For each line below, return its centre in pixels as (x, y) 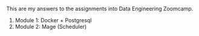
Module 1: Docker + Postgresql (53, 20)
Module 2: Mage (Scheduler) (51, 27)
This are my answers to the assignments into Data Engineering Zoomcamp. (100, 9)
